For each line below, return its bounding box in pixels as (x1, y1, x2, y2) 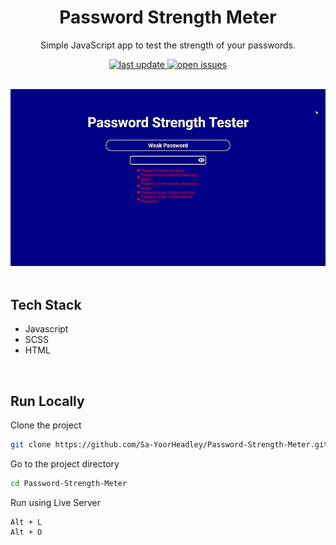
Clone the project (10, 419, 82, 431)
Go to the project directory (10, 457, 120, 470)
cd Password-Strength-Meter (10, 478, 128, 488)
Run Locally (10, 392, 85, 410)
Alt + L (10, 517, 43, 527)
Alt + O (10, 527, 43, 537)
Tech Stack (10, 296, 82, 313)
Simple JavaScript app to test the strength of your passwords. (40, 39, 296, 51)
